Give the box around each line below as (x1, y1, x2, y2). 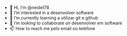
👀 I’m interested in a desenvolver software (9, 10, 94, 16)
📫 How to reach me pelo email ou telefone (9, 26, 95, 31)
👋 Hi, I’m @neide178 (9, 5, 49, 10)
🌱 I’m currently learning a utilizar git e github (9, 15, 98, 20)
